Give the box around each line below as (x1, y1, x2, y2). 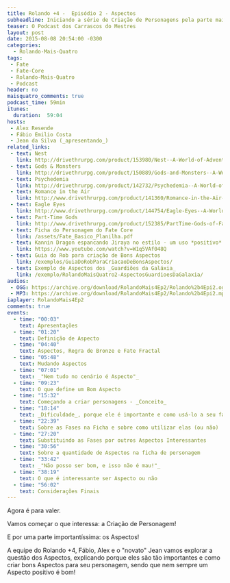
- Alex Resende (10, 125, 53, 132)
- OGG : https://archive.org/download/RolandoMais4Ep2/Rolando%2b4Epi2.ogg (10, 284, 228, 291)
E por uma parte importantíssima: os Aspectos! (7, 533, 140, 541)
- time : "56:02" (13, 481, 60, 488)
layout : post (7, 29, 44, 36)
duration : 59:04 (13, 112, 63, 119)
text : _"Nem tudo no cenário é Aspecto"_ (19, 373, 139, 380)
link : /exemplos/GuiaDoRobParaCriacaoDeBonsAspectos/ (16, 258, 173, 265)
